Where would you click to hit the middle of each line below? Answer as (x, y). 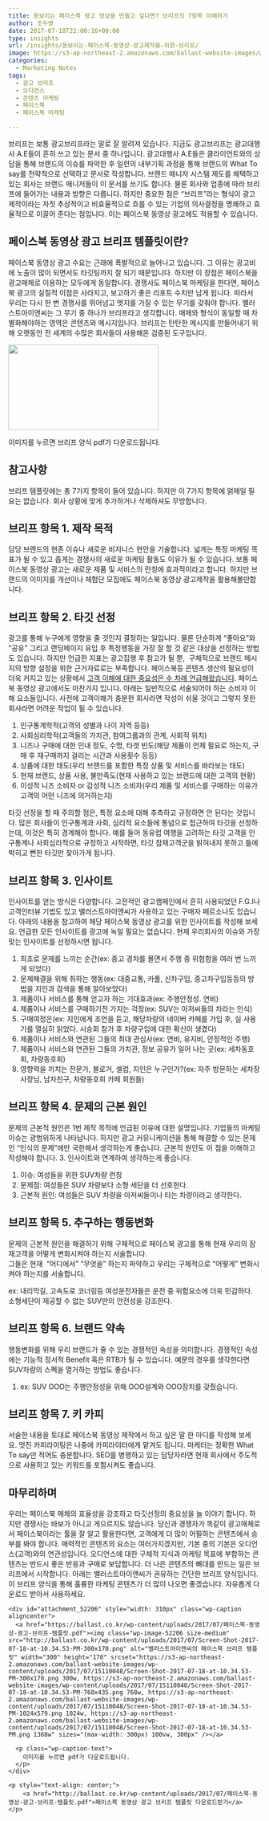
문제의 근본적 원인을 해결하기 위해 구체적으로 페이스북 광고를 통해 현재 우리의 (128, 1243)
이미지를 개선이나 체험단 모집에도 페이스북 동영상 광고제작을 (122, 580)
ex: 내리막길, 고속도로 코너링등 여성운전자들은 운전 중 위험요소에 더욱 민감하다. (131, 1290)
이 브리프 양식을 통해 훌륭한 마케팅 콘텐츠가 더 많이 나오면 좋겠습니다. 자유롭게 (130, 1584)
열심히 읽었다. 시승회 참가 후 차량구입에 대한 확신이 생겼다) (126, 1029)
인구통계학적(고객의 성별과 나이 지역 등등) (84, 725)
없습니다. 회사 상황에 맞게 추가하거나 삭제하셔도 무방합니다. (115, 501)
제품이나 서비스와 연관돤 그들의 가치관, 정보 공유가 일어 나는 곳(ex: (123, 1049)
